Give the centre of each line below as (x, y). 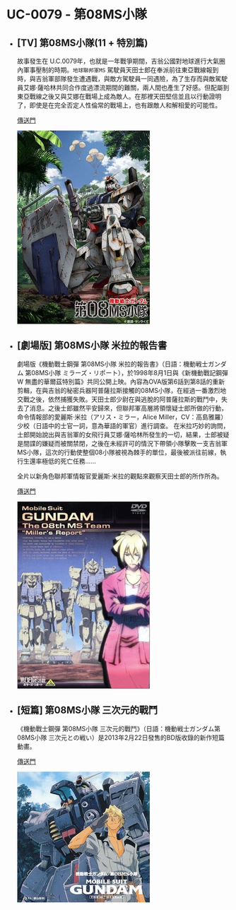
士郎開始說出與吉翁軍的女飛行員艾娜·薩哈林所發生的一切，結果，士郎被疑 (123, 435)
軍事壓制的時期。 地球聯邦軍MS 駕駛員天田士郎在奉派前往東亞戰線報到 (121, 70)
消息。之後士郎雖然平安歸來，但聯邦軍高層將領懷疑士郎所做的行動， (128, 408)
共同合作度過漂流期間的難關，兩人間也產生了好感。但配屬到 (142, 88)
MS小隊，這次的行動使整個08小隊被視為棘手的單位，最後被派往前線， (118, 452)
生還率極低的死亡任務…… (59, 461)
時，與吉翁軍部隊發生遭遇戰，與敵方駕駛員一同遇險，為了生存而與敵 (116, 79)
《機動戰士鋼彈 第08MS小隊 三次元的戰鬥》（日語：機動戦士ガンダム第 (118, 728)
